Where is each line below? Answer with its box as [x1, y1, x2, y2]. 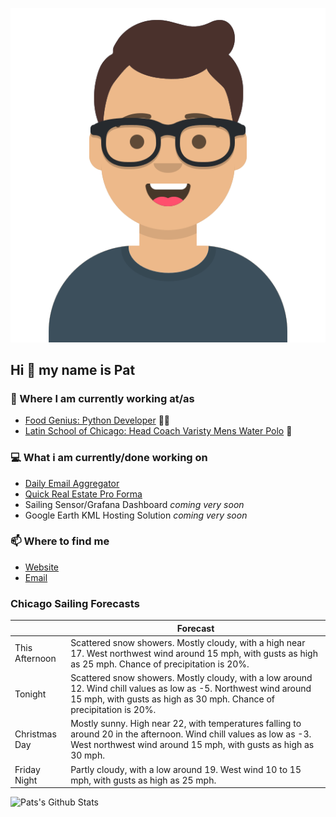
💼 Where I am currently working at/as [10, 391, 195, 405]
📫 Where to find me [10, 534, 110, 548]
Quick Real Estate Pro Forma [24, 488, 143, 500]
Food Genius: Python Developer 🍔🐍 [24, 414, 171, 427]
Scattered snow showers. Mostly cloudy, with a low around [70, 672, 313, 684]
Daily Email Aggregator [24, 477, 120, 489]
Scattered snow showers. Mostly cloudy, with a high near [70, 636, 306, 648]
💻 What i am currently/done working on [10, 451, 208, 465]
